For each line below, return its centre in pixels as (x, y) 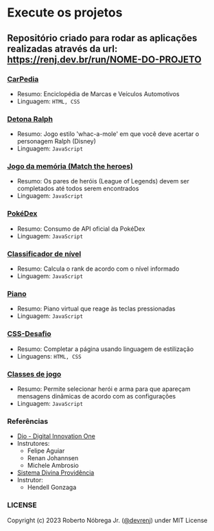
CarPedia (23, 79)
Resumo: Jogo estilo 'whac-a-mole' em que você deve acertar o (108, 134)
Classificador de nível (44, 253)
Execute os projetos (65, 13)
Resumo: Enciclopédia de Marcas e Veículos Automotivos (98, 93)
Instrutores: (33, 444)
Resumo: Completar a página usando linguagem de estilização (105, 349)
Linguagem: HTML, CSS (48, 101)
